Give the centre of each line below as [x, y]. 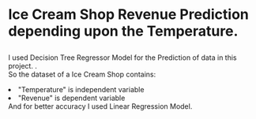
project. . [23, 66]
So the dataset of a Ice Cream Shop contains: [82, 74]
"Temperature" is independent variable [81, 90]
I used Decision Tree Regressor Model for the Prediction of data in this [122, 58]
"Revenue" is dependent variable [72, 98]
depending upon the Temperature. [123, 31]
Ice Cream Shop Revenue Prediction [128, 15]
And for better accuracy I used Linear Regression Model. [100, 106]
